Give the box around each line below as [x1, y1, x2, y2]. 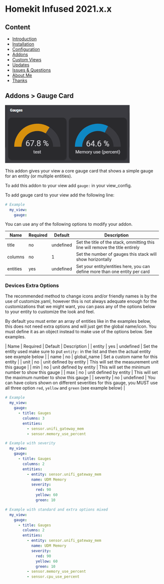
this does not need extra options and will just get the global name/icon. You [5, 323, 157, 329]
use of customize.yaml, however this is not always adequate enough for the [5, 298, 157, 304]
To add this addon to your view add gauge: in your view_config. [5, 182, 132, 188]
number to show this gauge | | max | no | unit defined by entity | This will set [5, 369, 158, 375]
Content [5, 23, 31, 31]
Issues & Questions [12, 67, 51, 73]
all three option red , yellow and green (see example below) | [5, 385, 125, 391]
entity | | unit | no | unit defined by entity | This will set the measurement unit [5, 359, 159, 365]
